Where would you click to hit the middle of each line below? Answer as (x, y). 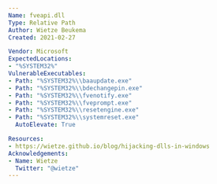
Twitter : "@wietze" (47, 168)
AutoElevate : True (46, 125)
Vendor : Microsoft (38, 52)
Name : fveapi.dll (37, 15)
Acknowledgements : (38, 153)
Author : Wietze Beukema (47, 30)
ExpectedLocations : (40, 59)
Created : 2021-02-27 (42, 37)
